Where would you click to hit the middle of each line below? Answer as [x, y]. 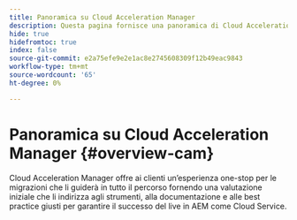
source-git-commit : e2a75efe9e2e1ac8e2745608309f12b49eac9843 [126, 58]
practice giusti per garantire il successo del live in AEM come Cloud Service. [148, 206]
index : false [33, 50]
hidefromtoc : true [43, 42]
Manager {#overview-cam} [112, 153]
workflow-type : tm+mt [49, 67]
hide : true [29, 34]
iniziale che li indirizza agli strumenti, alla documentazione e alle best [135, 196]
